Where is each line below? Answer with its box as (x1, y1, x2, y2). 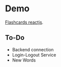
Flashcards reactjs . (5, 19, 43, 25)
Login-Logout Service (12, 52, 56, 58)
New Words (12, 57, 36, 63)
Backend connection (12, 46, 54, 52)
